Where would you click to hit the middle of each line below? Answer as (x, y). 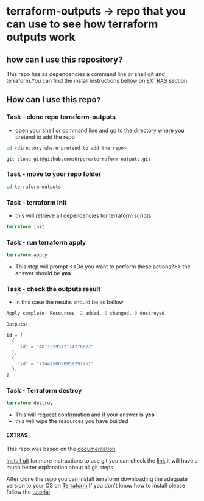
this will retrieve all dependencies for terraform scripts (83, 216)
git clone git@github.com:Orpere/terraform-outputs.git (79, 159)
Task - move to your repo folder (54, 174)
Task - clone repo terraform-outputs (61, 117)
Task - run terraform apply (46, 242)
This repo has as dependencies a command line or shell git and (86, 74)
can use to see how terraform (82, 24)
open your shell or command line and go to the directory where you (100, 130)
